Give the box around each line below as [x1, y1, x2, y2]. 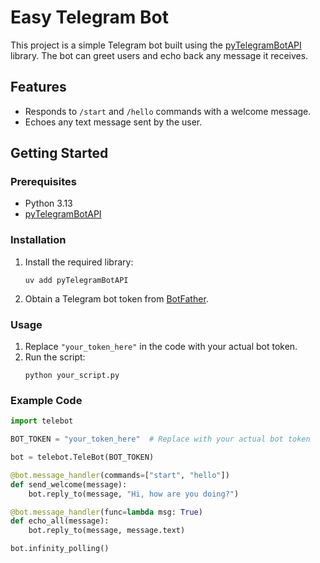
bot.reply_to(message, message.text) [28, 526, 186, 536]
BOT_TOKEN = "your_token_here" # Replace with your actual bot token [10, 434, 311, 445]
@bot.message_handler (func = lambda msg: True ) [10, 507, 203, 517]
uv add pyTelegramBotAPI [24, 275, 129, 285]
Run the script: [24, 351, 86, 363]
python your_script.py [24, 371, 120, 381]
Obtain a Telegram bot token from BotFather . [24, 292, 209, 305]
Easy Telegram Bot [10, 6, 169, 29]
